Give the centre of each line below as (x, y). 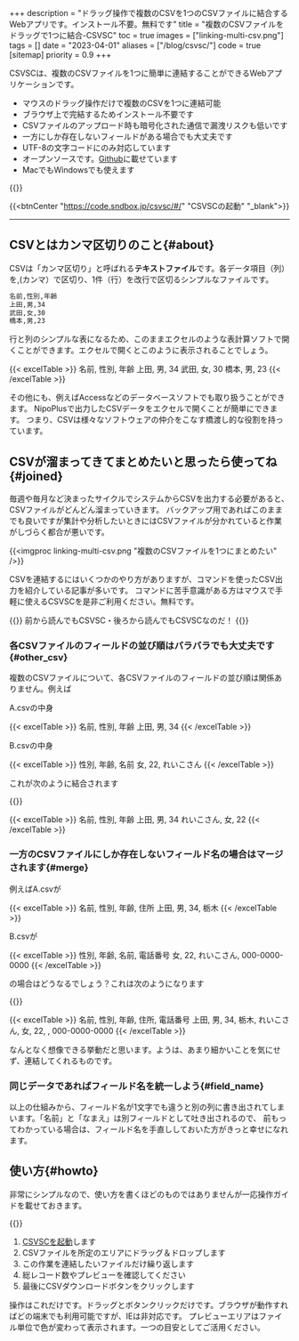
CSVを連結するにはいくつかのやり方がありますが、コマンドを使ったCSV (142, 579)
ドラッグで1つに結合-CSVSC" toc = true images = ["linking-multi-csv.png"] (146, 35)
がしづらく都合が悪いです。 (59, 532)
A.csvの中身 (31, 708)
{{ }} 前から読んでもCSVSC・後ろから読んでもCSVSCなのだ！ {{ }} (129, 620)
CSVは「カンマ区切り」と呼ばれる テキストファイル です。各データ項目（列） (149, 268)
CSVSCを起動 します (59, 1241)
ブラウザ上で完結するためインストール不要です (108, 114)
